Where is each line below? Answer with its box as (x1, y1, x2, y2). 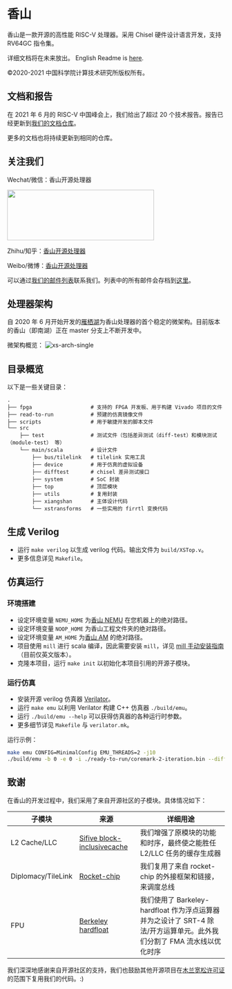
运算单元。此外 (163, 926, 212, 936)
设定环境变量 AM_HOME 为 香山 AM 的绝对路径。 (17, 633, 146, 641)
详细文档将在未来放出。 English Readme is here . (7, 53, 144, 62)
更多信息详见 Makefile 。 (17, 554, 87, 562)
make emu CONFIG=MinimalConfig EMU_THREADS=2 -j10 (7, 749, 156, 756)
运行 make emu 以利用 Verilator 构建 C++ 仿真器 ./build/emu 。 (17, 703, 191, 711)
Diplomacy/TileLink (10, 871, 72, 881)
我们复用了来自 (140, 861, 189, 871)
